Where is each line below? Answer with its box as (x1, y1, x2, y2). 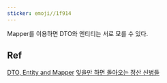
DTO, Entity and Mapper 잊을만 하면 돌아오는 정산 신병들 (7, 69, 160, 77)
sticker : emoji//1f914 (7, 10, 72, 17)
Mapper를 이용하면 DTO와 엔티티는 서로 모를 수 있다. (7, 29, 149, 37)
